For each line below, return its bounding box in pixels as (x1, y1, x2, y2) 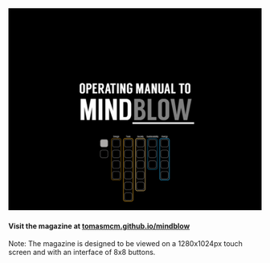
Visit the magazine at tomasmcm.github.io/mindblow (8, 221, 190, 231)
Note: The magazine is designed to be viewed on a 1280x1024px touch (8, 239, 243, 249)
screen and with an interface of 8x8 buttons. (8, 248, 156, 257)
